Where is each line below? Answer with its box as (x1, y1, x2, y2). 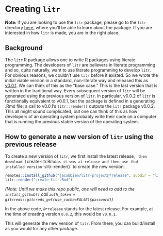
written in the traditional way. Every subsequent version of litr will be (5, 87, 146, 93)
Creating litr (5, 3, 61, 15)
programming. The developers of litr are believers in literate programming (5, 62, 156, 67)
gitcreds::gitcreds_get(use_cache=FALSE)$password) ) (5, 197, 113, 202)
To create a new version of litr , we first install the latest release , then (5, 153, 147, 159)
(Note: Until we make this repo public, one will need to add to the (5, 186, 135, 192)
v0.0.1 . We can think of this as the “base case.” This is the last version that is (5, 83, 158, 88)
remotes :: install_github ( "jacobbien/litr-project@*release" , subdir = (5, 173, 151, 178)
